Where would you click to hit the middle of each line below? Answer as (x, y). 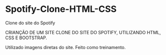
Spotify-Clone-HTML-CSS (61, 9)
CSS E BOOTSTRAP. (26, 38)
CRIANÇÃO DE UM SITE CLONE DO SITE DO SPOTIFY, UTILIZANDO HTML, (83, 32)
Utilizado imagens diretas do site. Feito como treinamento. (65, 47)
